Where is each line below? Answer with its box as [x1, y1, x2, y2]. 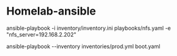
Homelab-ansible [6, 4, 96, 18]
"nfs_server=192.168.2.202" [6, 30, 77, 38]
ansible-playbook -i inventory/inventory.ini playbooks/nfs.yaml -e [6, 24, 171, 32]
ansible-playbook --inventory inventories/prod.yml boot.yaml [6, 43, 160, 50]
